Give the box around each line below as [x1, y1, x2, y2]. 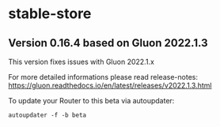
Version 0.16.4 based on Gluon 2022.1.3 [8, 36, 208, 50]
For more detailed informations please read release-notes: [8, 73, 198, 81]
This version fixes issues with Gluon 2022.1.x [8, 57, 154, 66]
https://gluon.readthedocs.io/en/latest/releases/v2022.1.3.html [8, 80, 212, 90]
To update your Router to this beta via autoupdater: [8, 96, 175, 105]
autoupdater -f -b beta [8, 111, 87, 119]
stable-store [8, 5, 92, 23]
